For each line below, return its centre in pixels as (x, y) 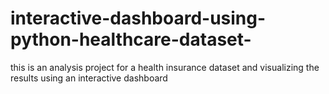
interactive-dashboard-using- (138, 18)
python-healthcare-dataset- (131, 39)
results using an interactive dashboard (89, 78)
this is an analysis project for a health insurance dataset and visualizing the (165, 67)
